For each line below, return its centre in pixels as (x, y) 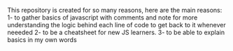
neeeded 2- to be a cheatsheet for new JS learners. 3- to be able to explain (116, 32)
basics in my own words (42, 40)
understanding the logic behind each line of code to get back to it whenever (116, 25)
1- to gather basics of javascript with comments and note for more (103, 17)
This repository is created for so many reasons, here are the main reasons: (115, 10)
